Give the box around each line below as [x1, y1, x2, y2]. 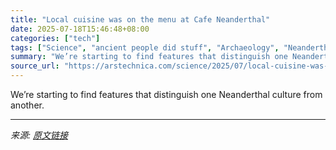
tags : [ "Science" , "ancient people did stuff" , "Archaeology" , [10, 42, 280, 53]
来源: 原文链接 [10, 129, 68, 141]
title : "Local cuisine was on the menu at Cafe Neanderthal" [10, 14, 271, 25]
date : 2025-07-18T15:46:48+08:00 [10, 24, 150, 34]
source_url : [10, 61, 60, 71]
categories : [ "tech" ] [10, 33, 101, 43]
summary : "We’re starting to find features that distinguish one [10, 52, 288, 62]
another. [10, 99, 45, 111]
